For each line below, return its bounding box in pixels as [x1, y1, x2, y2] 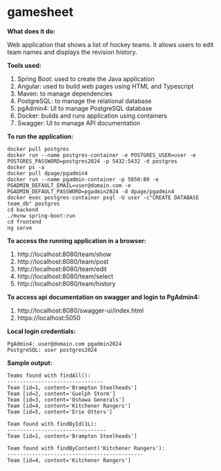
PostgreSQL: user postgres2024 [7, 346, 97, 353]
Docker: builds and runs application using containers [17, 112, 168, 120]
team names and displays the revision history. [7, 48, 137, 56]
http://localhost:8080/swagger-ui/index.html [17, 306, 144, 314]
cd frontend [7, 218, 41, 225]
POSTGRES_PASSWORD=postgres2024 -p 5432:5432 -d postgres [7, 157, 177, 165]
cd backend [7, 206, 39, 213]
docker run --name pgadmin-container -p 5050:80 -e [7, 176, 159, 183]
